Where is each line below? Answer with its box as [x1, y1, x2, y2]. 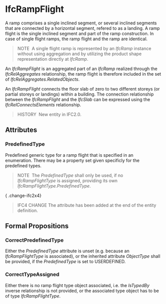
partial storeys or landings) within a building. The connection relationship [5, 91, 154, 97]
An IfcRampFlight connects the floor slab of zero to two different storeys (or [5, 86, 160, 92]
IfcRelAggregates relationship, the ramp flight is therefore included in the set [5, 71, 162, 77]
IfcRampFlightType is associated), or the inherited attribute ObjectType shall [5, 253, 161, 259]
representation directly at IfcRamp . [17, 56, 88, 62]
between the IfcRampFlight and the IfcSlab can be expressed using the [5, 96, 150, 102]
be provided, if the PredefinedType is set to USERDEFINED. [5, 259, 126, 265]
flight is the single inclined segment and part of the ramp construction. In [5, 30, 154, 36]
